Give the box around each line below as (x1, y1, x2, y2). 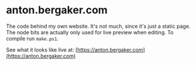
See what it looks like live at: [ (6, 46, 78, 53)
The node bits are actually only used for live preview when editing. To (6, 28, 174, 35)
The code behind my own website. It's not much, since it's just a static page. (6, 23, 191, 30)
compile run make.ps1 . (6, 35, 59, 42)
